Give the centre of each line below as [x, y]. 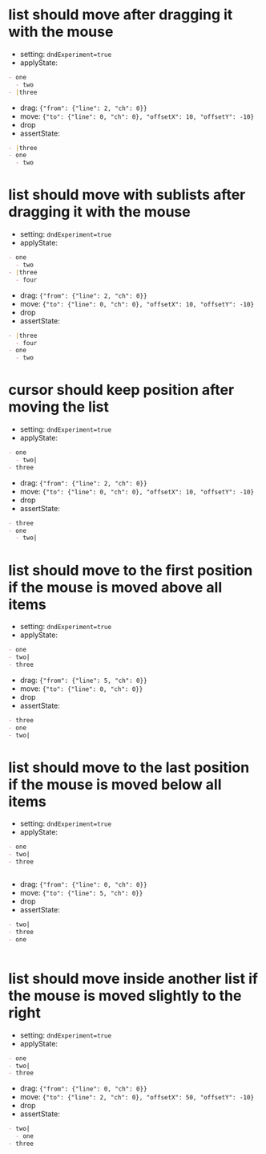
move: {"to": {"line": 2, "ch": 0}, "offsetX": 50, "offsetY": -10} [137, 1097]
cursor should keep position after [121, 390]
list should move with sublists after [127, 195]
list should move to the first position [131, 570]
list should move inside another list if [133, 979]
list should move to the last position [129, 767]
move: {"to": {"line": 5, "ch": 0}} [81, 893]
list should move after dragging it [121, 15]
